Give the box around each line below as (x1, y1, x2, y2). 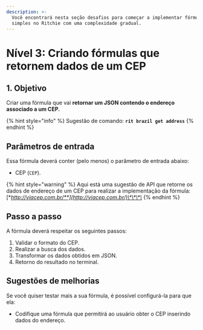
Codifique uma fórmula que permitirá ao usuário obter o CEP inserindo (14, 310, 191, 317)
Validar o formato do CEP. (14, 239, 80, 246)
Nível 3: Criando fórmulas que (6, 46, 160, 60)
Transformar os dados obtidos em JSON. (14, 252, 118, 259)
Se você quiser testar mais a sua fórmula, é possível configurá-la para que (6, 292, 192, 299)
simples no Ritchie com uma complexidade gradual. (11, 20, 142, 26)
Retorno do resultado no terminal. (14, 259, 99, 265)
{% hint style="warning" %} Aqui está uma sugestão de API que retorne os (6, 181, 193, 188)
